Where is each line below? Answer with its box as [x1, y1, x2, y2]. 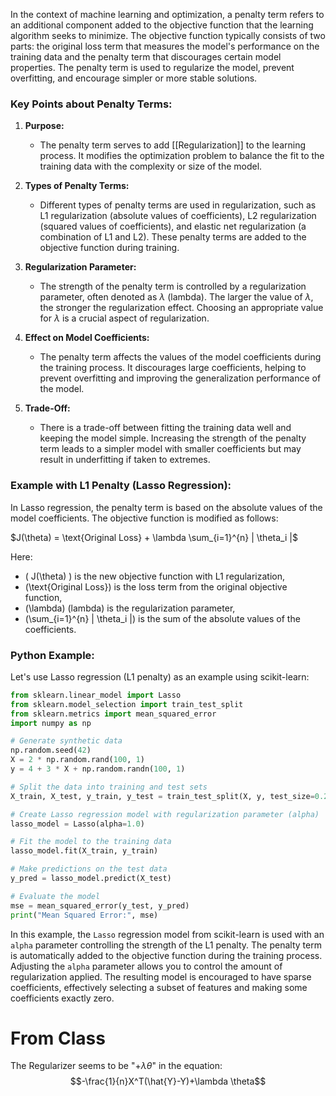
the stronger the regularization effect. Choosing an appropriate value [39, 302, 324, 314]
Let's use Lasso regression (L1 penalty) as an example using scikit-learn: [10, 670, 310, 683]
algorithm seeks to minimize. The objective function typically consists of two [10, 30, 326, 41]
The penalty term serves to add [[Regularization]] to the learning [39, 139, 307, 151]
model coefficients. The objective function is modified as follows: [10, 512, 279, 524]
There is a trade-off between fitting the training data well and [39, 422, 292, 434]
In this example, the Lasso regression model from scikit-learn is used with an [10, 928, 325, 940]
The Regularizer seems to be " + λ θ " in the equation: [10, 1060, 223, 1072]
